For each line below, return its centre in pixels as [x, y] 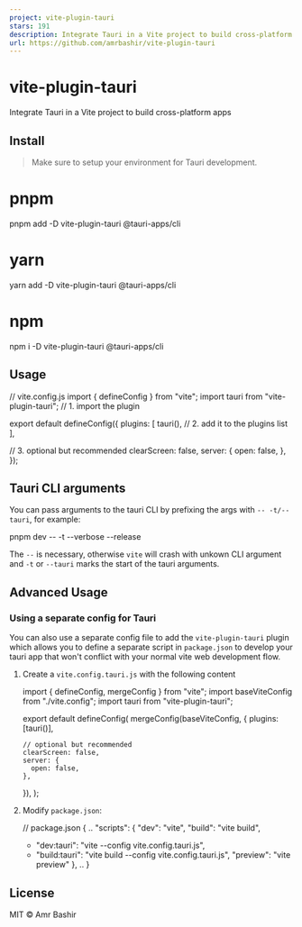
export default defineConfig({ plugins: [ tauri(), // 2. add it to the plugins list [149, 423]
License [32, 893]
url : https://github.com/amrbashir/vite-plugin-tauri [113, 43]
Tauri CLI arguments [68, 489]
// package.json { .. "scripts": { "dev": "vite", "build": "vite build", [142, 828]
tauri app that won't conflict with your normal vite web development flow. [145, 657]
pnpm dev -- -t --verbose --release [75, 537]
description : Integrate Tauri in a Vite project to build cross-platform [151, 34]
